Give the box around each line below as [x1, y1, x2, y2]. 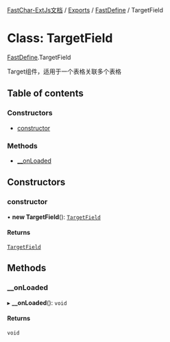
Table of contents [7, 88, 84, 100]
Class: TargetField [7, 30, 113, 46]
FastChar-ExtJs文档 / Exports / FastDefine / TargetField [7, 6, 163, 14]
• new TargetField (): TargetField [7, 212, 101, 221]
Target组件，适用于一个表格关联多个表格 [7, 67, 122, 76]
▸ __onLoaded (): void [7, 298, 67, 307]
